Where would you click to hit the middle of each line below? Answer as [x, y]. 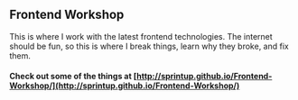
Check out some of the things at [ [73, 77]
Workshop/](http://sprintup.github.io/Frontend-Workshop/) [125, 86]
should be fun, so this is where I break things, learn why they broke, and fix [149, 46]
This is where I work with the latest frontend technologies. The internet [141, 36]
